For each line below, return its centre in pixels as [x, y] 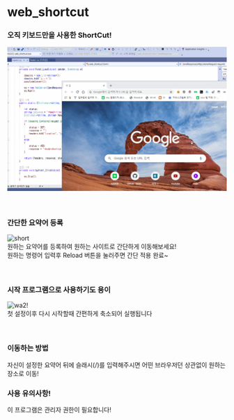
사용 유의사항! [29, 393]
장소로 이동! [23, 373]
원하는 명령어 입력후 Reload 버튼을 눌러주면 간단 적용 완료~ [88, 256]
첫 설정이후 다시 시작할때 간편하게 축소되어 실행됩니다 [80, 313]
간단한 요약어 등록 [36, 222]
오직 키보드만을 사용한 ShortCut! [60, 36]
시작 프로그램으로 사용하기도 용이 [59, 290]
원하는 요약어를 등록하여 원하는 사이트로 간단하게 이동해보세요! [92, 247]
